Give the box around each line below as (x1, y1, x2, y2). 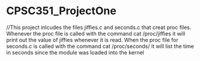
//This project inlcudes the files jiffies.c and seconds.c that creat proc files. (6, 24, 192, 31)
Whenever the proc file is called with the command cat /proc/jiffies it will (6, 30, 186, 37)
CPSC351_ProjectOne (6, 4, 117, 18)
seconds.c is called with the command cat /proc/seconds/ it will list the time (6, 43, 194, 50)
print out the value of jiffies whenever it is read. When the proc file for (6, 36, 178, 43)
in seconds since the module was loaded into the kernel (6, 49, 144, 56)
